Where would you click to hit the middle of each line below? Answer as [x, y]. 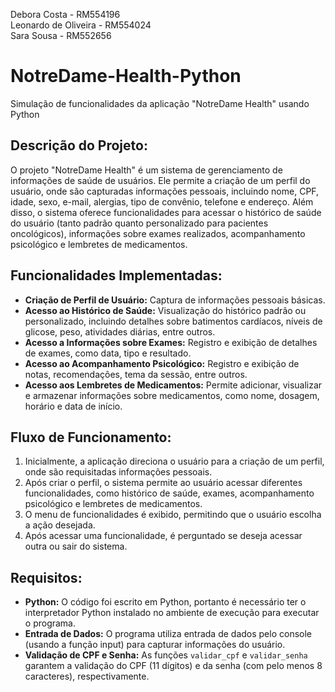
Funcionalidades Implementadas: [116, 275]
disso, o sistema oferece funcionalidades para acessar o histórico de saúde [166, 212]
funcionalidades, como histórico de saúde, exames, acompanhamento [169, 493]
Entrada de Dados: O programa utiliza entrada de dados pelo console [168, 634]
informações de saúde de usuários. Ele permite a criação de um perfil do [160, 180]
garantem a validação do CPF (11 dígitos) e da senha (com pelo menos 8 [173, 666]
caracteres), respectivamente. [87, 676]
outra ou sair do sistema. [76, 546]
